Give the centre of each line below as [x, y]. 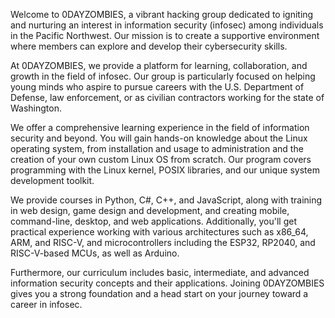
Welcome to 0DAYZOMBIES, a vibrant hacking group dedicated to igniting [162, 14]
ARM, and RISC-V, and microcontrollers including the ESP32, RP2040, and [163, 242]
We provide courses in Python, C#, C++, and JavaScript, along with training [166, 200]
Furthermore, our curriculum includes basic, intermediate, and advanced [160, 272]
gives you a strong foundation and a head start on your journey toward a [159, 293]
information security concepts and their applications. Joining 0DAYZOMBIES [167, 283]
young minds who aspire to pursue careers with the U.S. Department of [157, 87]
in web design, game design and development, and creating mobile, [150, 210]
